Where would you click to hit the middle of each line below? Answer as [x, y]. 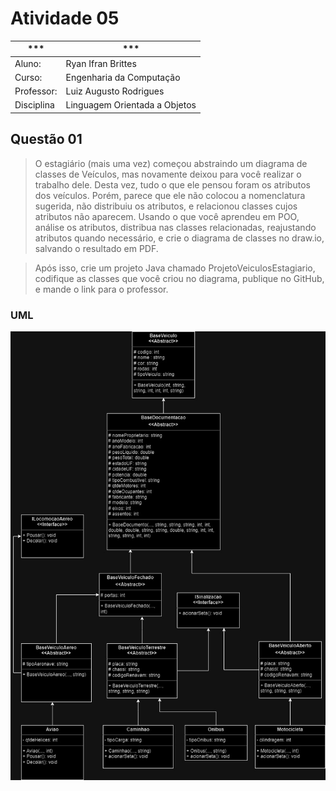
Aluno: [28, 63]
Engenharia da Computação [123, 77]
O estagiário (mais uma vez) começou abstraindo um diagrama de [171, 163]
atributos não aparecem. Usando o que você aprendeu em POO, [167, 216]
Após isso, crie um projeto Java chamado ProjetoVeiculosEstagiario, [175, 268]
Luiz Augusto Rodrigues [115, 91]
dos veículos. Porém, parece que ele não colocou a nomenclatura [170, 195]
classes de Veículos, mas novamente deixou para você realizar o [168, 174]
